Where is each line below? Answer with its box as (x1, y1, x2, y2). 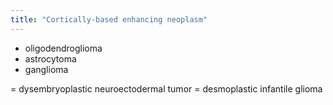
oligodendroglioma (24, 42, 103, 54)
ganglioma (24, 63, 69, 75)
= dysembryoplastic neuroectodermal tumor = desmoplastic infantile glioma (10, 82, 323, 95)
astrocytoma (24, 52, 77, 65)
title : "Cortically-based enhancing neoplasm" (10, 14, 208, 25)
